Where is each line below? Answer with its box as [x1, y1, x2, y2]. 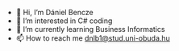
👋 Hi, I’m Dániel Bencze [15, 8, 94, 17]
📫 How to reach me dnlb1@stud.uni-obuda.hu [15, 33, 171, 43]
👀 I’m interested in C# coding [15, 16, 113, 25]
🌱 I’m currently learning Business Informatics [15, 25, 165, 33]
